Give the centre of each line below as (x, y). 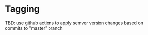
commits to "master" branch (34, 28)
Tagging (22, 9)
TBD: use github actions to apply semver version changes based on (74, 23)
